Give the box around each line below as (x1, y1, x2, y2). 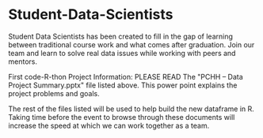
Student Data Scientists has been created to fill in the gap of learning (8, 32, 234, 41)
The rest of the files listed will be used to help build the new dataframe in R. (8, 104, 255, 114)
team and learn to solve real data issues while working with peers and (8, 48, 236, 58)
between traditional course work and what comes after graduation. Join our (8, 39, 255, 49)
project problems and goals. (8, 88, 101, 98)
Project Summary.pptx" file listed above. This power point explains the (8, 80, 238, 90)
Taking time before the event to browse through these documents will (8, 112, 235, 121)
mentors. (8, 57, 38, 66)
